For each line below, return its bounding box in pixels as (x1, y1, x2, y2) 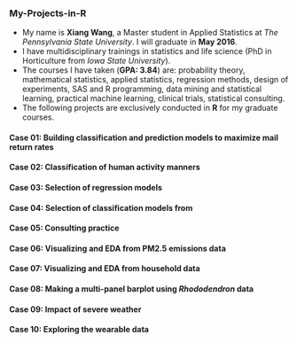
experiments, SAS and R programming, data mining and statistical (21, 83, 262, 95)
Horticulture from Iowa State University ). (21, 56, 171, 66)
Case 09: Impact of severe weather (9, 304, 142, 315)
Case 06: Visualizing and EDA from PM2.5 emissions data (9, 243, 226, 253)
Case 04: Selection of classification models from (9, 202, 193, 213)
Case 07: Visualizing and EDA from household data (9, 263, 201, 274)
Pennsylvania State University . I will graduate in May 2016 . (21, 36, 238, 47)
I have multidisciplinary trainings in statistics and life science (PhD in (21, 46, 272, 57)
